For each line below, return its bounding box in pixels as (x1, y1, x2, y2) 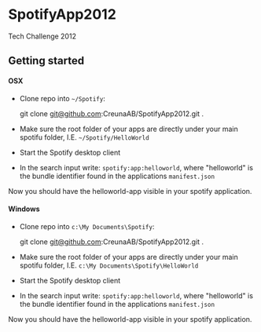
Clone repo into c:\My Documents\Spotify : (19, 221, 155, 231)
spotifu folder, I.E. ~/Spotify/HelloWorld (19, 132, 149, 142)
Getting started (8, 54, 85, 67)
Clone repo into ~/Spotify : (19, 93, 106, 103)
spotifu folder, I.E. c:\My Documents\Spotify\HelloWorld (19, 261, 199, 270)
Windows (8, 204, 40, 213)
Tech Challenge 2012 (8, 31, 77, 41)
